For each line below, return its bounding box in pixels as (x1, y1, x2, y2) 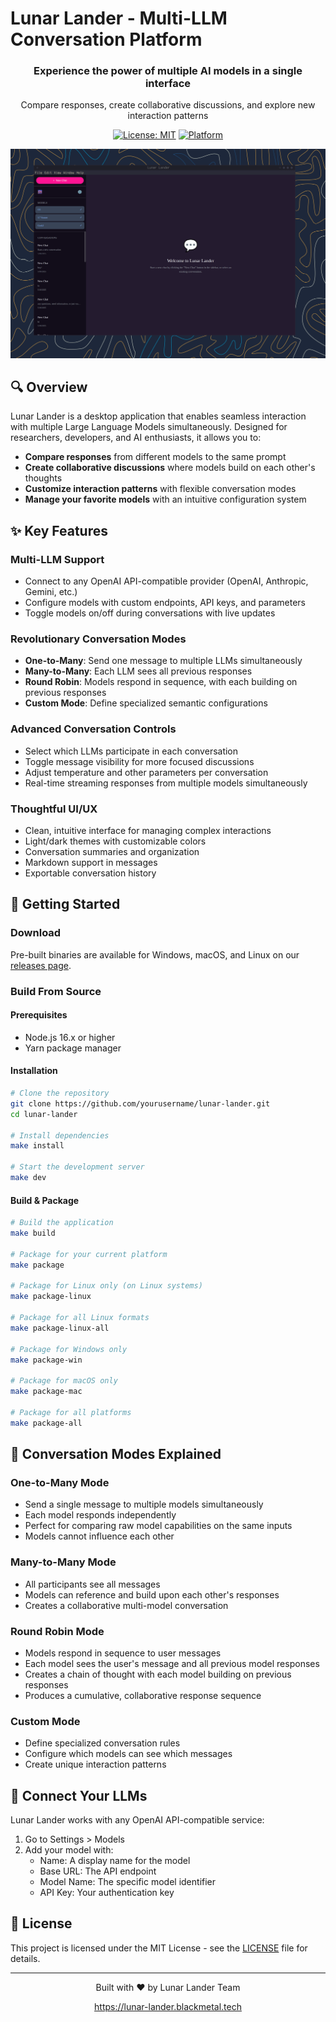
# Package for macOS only (10, 1376, 118, 1386)
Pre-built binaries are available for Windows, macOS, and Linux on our (10, 948, 300, 961)
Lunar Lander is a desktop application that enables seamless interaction (10, 410, 307, 422)
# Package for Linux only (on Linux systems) (10, 1281, 203, 1291)
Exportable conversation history (24, 867, 157, 879)
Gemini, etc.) (24, 586, 78, 598)
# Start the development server (10, 1162, 145, 1172)
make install (10, 1141, 65, 1151)
